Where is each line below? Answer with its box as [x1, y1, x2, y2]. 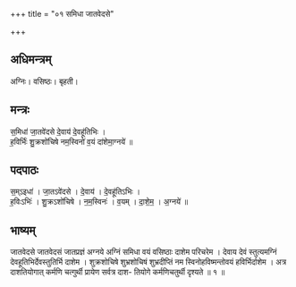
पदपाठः [10, 163, 39, 178]
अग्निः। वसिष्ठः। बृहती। [10, 76, 79, 87]
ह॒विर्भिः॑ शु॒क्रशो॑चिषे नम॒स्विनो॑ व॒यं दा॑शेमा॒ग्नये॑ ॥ [10, 136, 133, 147]
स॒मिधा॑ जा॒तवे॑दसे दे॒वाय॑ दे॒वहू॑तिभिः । [10, 126, 106, 137]
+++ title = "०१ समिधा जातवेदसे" [10, 9, 114, 19]
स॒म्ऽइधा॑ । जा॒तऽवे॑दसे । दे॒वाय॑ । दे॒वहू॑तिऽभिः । [10, 186, 141, 197]
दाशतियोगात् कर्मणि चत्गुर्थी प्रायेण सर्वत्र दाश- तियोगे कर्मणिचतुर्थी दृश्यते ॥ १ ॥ [10, 266, 225, 277]
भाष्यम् [10, 223, 36, 238]
